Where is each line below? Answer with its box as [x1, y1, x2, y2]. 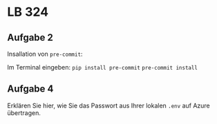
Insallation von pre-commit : [7, 50, 83, 58]
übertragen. [7, 108, 41, 117]
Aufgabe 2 [7, 32, 54, 43]
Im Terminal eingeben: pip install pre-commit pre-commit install [7, 63, 198, 71]
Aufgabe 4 [7, 83, 54, 95]
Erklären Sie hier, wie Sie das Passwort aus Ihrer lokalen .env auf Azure [7, 101, 211, 110]
